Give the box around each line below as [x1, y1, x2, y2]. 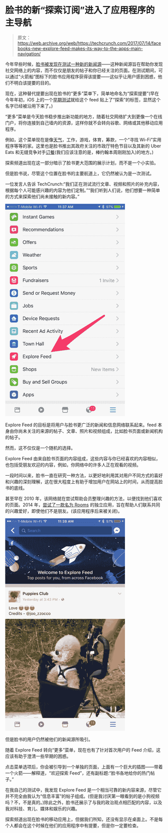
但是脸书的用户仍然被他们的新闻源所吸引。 [5, 736, 93, 742]
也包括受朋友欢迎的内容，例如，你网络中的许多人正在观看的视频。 [5, 462, 141, 468]
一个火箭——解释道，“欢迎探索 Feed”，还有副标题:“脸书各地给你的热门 [5, 770, 151, 776]
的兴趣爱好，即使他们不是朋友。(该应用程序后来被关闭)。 [5, 508, 122, 514]
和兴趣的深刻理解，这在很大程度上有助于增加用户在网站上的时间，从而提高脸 [5, 478, 163, 485]
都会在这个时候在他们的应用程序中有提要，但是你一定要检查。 [13, 823, 141, 829]
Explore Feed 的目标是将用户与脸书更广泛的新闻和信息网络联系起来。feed [5, 422, 156, 428]
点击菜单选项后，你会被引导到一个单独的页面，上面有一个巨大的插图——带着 [5, 764, 163, 770]
